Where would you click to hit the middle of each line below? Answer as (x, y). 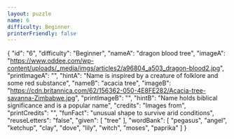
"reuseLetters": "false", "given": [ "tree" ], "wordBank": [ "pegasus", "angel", (117, 121)
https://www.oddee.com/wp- (52, 61)
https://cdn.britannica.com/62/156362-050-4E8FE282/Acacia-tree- (108, 91)
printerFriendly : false (42, 33)
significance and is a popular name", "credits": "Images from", (97, 105)
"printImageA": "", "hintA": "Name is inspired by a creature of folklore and (113, 76)
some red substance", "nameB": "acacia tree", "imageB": (89, 83)
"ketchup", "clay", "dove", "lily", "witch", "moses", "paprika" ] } (97, 128)
